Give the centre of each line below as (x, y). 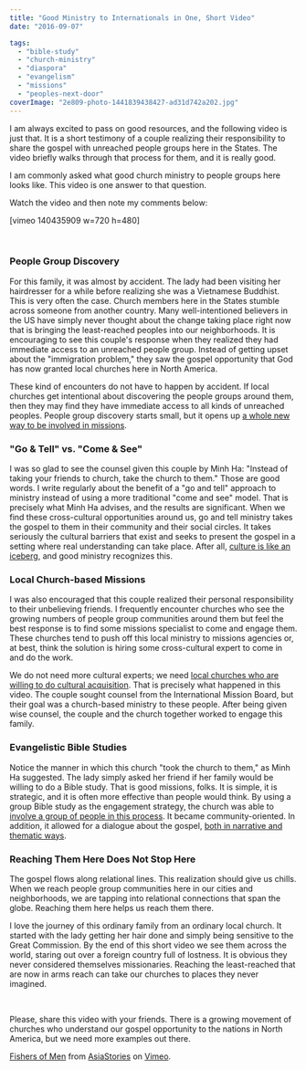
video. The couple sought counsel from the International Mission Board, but (152, 695)
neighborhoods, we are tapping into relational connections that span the (145, 898)
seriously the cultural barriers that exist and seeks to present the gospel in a (153, 537)
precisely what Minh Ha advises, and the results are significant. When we (148, 508)
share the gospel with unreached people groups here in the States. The (143, 148)
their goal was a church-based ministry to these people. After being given (148, 705)
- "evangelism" (47, 77)
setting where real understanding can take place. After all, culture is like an (150, 546)
